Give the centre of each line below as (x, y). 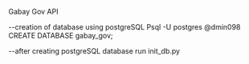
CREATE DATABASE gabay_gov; (61, 36)
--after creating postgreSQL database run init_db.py (94, 51)
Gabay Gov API (33, 12)
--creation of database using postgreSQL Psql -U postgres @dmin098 (124, 27)
